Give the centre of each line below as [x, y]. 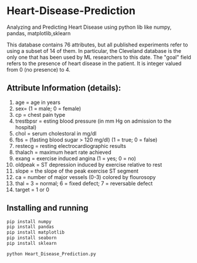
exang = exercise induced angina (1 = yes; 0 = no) [76, 158]
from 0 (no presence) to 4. [39, 69]
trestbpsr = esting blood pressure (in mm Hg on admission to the [93, 121]
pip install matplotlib [36, 232]
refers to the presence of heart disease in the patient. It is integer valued [94, 63]
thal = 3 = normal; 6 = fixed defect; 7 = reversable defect [84, 183]
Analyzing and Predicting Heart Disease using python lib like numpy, [89, 27]
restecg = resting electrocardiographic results [71, 146]
